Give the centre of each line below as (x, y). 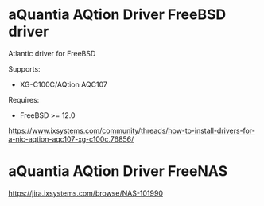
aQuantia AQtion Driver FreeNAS (118, 171)
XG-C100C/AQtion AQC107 (64, 84)
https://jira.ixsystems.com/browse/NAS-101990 (85, 193)
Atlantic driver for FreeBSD (52, 53)
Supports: (25, 68)
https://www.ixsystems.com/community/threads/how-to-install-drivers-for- (132, 130)
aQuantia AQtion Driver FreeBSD (117, 15)
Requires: (24, 99)
